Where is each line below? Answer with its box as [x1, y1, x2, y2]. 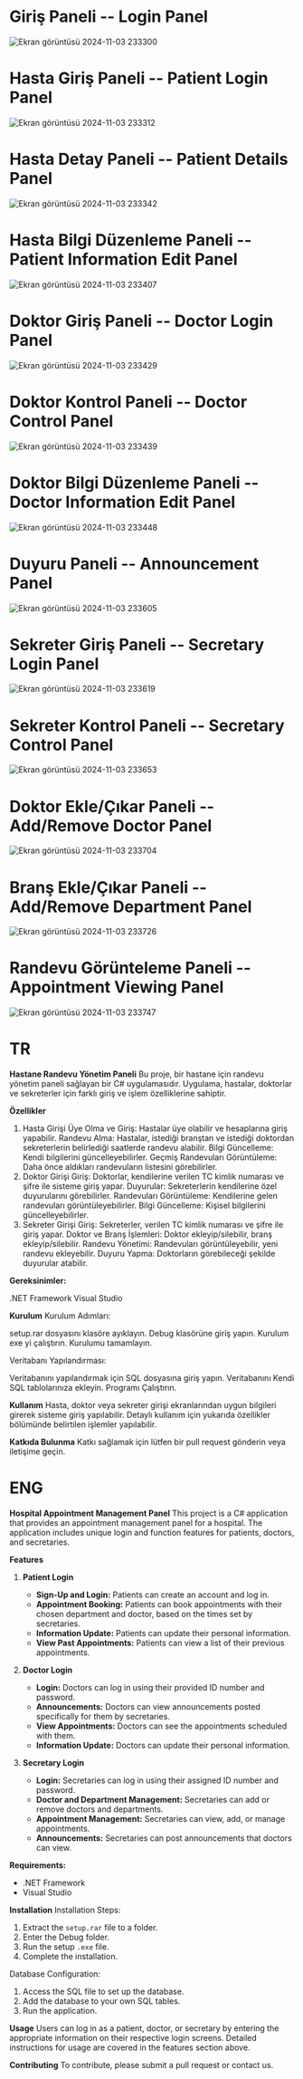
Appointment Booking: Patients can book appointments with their [35, 1599, 283, 1610]
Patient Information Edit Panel [9, 249, 238, 269]
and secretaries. [9, 1537, 71, 1547]
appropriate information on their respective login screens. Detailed [9, 2033, 258, 2044]
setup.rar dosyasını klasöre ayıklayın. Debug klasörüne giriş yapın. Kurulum [9, 1328, 289, 1339]
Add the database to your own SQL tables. [22, 1996, 181, 2007]
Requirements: [9, 1860, 66, 1871]
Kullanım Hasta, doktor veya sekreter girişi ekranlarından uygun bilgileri [9, 1400, 277, 1411]
